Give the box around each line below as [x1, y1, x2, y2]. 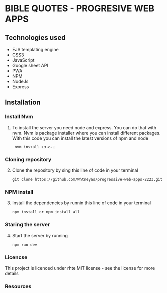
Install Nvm [5, 113, 33, 120]
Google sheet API [12, 63, 48, 68]
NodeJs [12, 78, 29, 84]
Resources [5, 283, 32, 290]
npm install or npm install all [12, 210, 80, 215]
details [5, 270, 19, 276]
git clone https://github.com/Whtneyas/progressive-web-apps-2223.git [12, 177, 163, 182]
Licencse [5, 254, 28, 261]
